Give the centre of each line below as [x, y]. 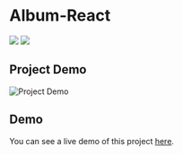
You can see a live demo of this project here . [92, 141]
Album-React [60, 16]
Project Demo [48, 69]
